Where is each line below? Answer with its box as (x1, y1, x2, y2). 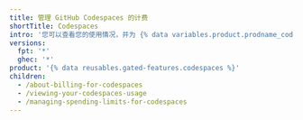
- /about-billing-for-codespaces (17, 80, 143, 89)
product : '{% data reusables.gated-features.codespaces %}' (9, 64, 241, 73)
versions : (9, 38, 47, 48)
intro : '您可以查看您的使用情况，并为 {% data (9, 30, 169, 39)
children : (9, 72, 47, 81)
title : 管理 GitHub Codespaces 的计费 (9, 13, 149, 23)
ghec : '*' (17, 55, 54, 64)
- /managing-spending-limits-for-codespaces (17, 97, 188, 106)
